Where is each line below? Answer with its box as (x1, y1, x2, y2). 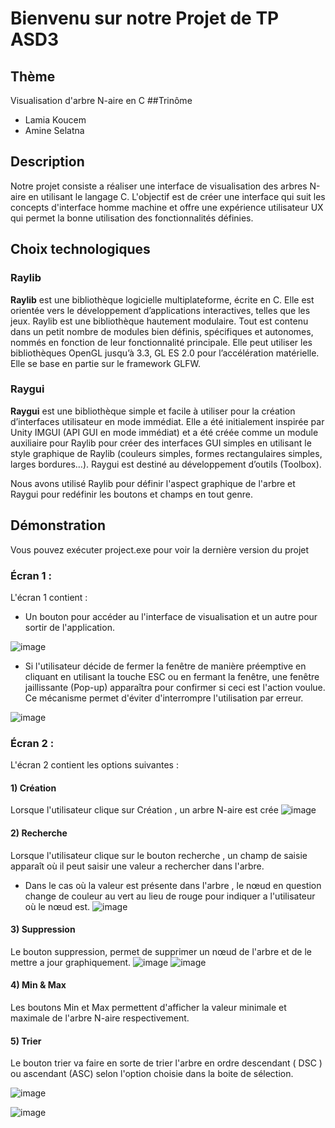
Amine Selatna (24, 125, 85, 136)
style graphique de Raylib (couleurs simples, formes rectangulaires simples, (10, 447, 323, 459)
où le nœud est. (24, 900, 91, 912)
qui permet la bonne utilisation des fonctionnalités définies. (10, 212, 254, 224)
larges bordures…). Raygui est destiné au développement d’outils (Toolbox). (10, 458, 322, 470)
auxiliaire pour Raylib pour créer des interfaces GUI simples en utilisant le (10, 437, 312, 449)
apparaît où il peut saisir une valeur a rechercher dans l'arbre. (10, 860, 265, 872)
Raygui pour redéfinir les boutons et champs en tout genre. (10, 488, 254, 500)
